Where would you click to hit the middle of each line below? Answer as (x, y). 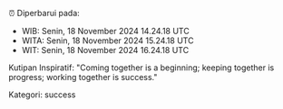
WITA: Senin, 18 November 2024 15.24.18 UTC (107, 41)
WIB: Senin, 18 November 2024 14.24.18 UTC (105, 31)
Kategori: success (42, 95)
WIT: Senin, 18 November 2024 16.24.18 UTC (105, 50)
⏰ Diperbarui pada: (44, 13)
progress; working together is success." (83, 77)
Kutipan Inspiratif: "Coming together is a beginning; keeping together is (141, 68)
